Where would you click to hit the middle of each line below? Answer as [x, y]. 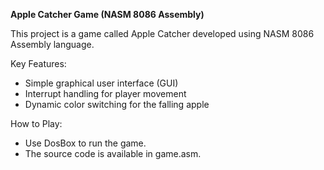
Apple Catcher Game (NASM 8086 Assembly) [107, 14]
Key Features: [38, 63]
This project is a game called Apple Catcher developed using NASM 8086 [162, 33]
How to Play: [36, 123]
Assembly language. [52, 44]
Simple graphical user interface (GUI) [101, 83]
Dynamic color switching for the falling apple [117, 104]
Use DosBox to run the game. [85, 143]
